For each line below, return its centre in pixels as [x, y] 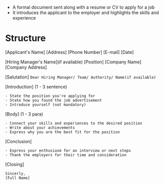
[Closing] [15, 164]
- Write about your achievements [40, 128]
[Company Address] [26, 67]
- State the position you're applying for [50, 96]
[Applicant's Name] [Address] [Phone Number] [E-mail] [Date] [69, 52]
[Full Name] [18, 178]
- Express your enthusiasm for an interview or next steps [68, 150]
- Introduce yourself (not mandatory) [46, 105]
